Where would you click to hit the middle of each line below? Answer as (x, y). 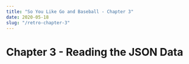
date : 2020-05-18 (28, 17)
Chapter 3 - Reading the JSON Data (95, 52)
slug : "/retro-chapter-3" (38, 23)
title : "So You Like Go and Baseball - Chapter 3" (70, 12)
